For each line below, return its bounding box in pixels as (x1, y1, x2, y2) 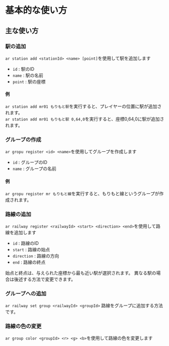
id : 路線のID (12, 240, 39, 246)
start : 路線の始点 (12, 246, 50, 252)
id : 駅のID (12, 66, 34, 72)
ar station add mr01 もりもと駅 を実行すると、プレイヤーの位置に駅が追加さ (5, 103, 162, 109)
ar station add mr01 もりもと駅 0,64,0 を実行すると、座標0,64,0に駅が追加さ (5, 116, 164, 122)
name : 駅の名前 (12, 72, 44, 78)
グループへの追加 (5, 290, 46, 297)
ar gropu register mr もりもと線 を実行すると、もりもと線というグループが (5, 190, 159, 196)
